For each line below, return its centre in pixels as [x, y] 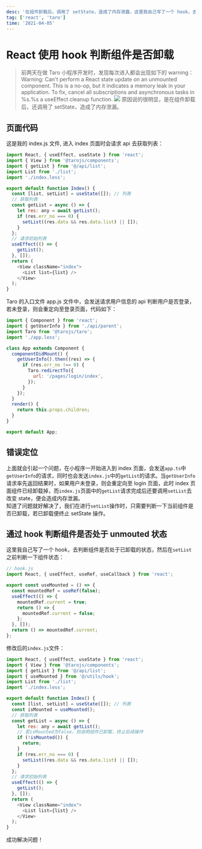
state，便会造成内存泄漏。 [50, 498]
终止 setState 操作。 [84, 513]
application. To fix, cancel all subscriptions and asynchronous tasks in [108, 92]
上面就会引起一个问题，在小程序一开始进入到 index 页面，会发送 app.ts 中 [96, 468]
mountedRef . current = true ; [52, 602]
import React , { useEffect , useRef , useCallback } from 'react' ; [90, 574]
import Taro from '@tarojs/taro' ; [50, 332]
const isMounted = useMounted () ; [54, 710]
